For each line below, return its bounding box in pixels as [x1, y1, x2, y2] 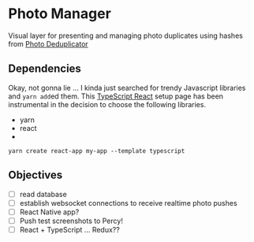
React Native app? [19, 207, 80, 217]
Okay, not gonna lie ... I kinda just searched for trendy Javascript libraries [8, 83, 246, 92]
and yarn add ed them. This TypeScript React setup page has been [8, 91, 223, 101]
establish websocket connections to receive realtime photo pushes [19, 198, 238, 207]
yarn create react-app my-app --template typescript [8, 147, 185, 155]
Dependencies [8, 62, 81, 76]
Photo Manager [8, 5, 112, 23]
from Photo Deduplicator [8, 39, 88, 48]
